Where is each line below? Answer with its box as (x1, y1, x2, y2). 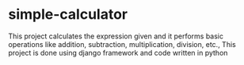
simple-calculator (8, 5, 128, 23)
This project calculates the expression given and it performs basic (8, 31, 224, 41)
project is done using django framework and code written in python (8, 48, 228, 57)
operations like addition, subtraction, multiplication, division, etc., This (8, 39, 236, 49)
